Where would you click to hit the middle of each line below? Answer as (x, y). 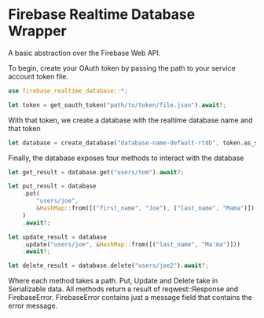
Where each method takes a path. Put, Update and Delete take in (113, 281)
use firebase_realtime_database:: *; (68, 91)
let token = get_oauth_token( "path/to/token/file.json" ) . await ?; (117, 105)
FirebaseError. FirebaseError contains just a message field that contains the (130, 298)
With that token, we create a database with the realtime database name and (130, 120)
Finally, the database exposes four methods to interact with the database (126, 158)
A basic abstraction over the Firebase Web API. (84, 53)
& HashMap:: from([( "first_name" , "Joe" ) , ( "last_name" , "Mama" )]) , (147, 208)
